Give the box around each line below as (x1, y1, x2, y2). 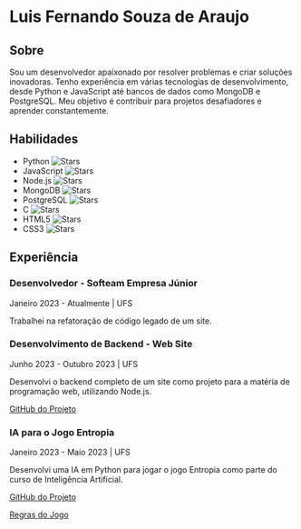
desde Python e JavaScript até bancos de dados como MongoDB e (9, 86, 261, 96)
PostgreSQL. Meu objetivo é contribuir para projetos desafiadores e (9, 95, 262, 106)
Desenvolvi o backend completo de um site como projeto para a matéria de (9, 375, 290, 387)
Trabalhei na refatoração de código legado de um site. (9, 315, 212, 326)
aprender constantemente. (9, 105, 109, 115)
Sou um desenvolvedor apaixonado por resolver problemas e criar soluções (9, 66, 293, 77)
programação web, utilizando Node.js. (9, 385, 152, 396)
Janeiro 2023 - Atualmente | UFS (9, 297, 133, 308)
